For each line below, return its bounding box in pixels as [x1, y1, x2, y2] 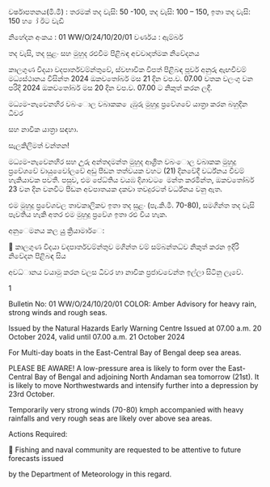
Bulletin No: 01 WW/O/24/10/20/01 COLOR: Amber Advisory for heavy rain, [8, 299, 257, 309]
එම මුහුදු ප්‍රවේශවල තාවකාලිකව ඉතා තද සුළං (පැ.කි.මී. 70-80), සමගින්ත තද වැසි [8, 200, 255, 210]
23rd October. [8, 389, 55, 399]
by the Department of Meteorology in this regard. [8, 469, 172, 479]
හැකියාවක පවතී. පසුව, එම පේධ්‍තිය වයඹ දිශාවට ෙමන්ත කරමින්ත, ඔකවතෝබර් [8, 175, 255, 185]
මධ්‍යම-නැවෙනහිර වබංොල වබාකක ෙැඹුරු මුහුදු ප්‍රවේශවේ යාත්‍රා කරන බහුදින [8, 99, 248, 109]
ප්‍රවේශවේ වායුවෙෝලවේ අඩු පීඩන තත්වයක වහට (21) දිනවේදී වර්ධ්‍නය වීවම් [8, 166, 245, 175]
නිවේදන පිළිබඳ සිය [8, 251, 66, 260]
